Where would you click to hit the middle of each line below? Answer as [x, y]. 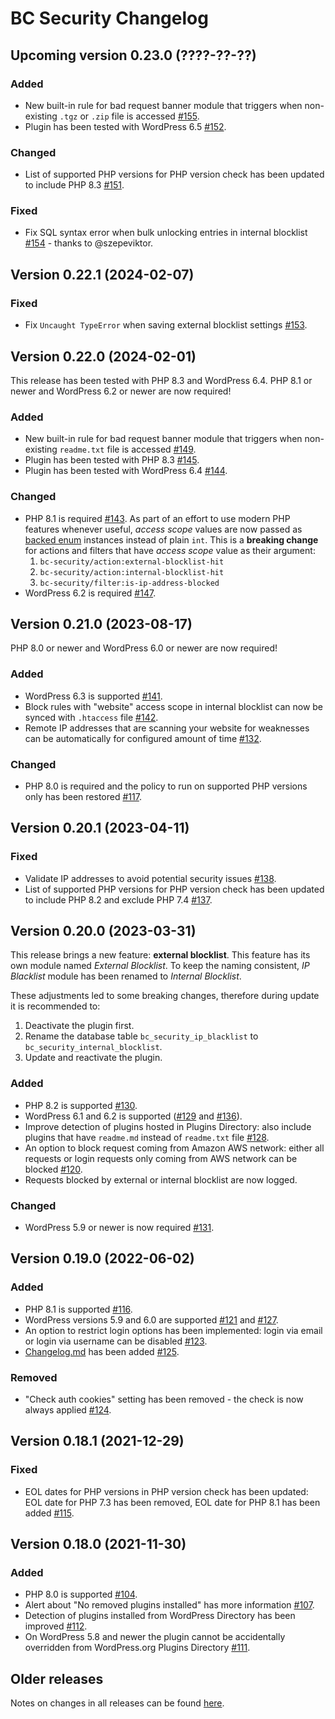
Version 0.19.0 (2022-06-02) [102, 1258]
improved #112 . [56, 1626]
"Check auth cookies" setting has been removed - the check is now [164, 1399]
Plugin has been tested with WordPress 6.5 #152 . [125, 126]
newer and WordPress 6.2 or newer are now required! [121, 391]
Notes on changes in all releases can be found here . [117, 1703]
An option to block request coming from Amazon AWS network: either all [174, 1148]
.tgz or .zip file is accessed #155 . [129, 116]
